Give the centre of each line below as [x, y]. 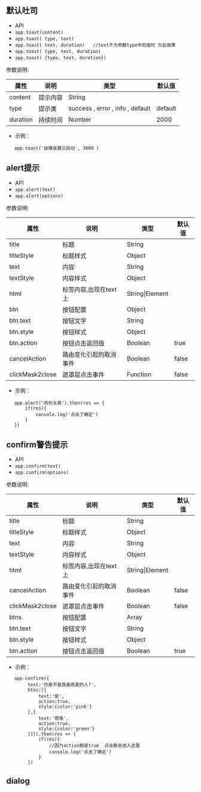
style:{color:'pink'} [65, 707]
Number [80, 120]
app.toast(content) [39, 32]
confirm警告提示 [37, 445]
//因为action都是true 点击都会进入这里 [95, 746]
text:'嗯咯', [53, 718]
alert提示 [23, 168]
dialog [18, 781]
